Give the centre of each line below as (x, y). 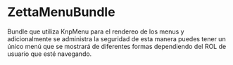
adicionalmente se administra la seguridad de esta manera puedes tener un (117, 38)
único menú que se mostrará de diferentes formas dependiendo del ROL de (117, 46)
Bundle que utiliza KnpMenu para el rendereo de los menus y (96, 31)
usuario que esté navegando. (50, 54)
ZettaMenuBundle (61, 12)
